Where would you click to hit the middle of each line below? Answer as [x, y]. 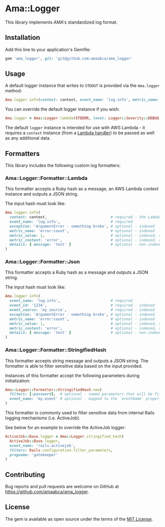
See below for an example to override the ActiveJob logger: [66, 428]
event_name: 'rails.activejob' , [43, 445]
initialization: [18, 381]
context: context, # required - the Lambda [85, 217]
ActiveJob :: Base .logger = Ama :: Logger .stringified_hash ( [65, 437]
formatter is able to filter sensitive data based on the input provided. [74, 366]
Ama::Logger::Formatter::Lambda [46, 178]
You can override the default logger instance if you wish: [62, 109]
